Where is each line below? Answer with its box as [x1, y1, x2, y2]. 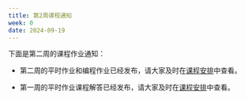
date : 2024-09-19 [8, 26, 66, 34]
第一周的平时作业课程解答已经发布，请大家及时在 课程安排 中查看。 [19, 82, 235, 92]
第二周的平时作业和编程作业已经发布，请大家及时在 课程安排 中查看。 [19, 66, 242, 75]
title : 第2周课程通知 [8, 11, 73, 20]
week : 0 [8, 19, 34, 27]
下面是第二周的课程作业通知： [8, 49, 105, 59]
